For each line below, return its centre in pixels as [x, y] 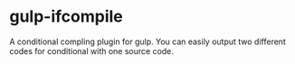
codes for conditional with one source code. [92, 50]
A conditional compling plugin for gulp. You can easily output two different [148, 41]
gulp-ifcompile [67, 17]
